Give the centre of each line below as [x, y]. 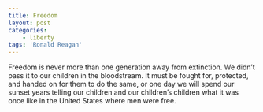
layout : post [30, 23]
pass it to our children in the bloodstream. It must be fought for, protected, [128, 76]
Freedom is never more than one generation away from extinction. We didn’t [131, 67]
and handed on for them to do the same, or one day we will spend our [121, 84]
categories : [28, 30]
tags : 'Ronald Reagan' [45, 45]
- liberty [39, 37]
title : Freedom [33, 15]
